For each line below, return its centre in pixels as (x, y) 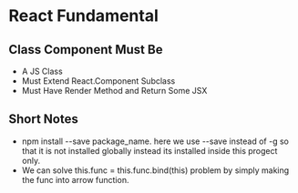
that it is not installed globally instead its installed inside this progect (149, 150)
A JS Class (42, 71)
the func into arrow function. (75, 179)
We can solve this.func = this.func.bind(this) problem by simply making (155, 170)
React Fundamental (83, 16)
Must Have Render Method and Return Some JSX (114, 91)
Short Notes (43, 119)
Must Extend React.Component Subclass (98, 81)
